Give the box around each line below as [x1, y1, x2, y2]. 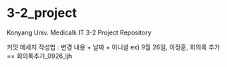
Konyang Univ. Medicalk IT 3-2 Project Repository [6, 28, 152, 37]
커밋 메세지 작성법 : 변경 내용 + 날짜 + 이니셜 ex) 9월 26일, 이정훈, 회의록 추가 [6, 42, 220, 51]
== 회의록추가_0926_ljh [6, 51, 73, 60]
